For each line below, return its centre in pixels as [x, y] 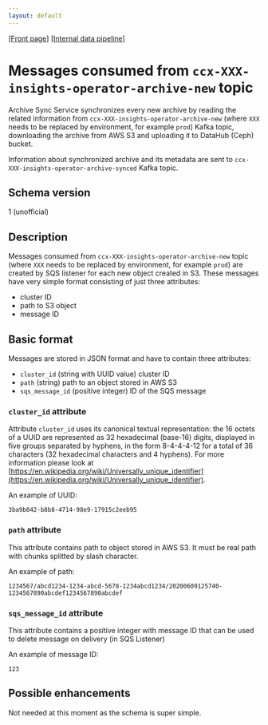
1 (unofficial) [29, 212]
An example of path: [41, 571]
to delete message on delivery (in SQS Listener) [87, 639]
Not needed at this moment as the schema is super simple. [105, 712]
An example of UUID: [43, 495]
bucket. [21, 144]
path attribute [35, 530]
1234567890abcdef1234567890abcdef [66, 593]
